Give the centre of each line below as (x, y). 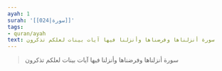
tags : (15, 27)
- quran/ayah (27, 33)
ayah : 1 (19, 14)
